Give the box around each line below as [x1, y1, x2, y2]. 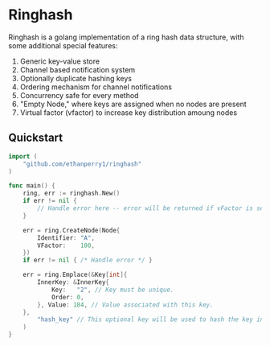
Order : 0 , [51, 293, 84, 301]
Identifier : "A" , [37, 233, 95, 242]
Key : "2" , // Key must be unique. [51, 286, 174, 294]
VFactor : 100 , [37, 241, 95, 249]
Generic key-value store [19, 56, 100, 66]
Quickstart [8, 131, 63, 145]
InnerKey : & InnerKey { [37, 278, 110, 286]
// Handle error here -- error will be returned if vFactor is [37, 204, 253, 212]
